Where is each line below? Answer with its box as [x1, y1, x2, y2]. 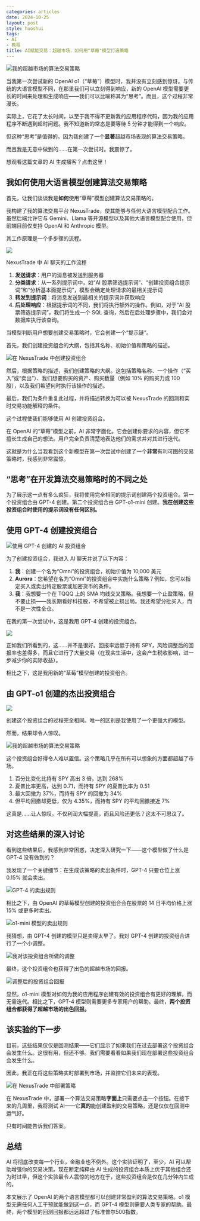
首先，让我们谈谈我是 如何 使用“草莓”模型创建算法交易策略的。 [6, 194, 157, 201]
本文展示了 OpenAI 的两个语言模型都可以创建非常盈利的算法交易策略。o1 [6, 1194, 184, 1201]
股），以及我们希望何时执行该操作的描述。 [6, 382, 108, 389]
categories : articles [6, 8, 60, 15]
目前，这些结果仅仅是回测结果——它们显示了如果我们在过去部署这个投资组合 [6, 1041, 194, 1049]
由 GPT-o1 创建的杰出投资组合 [6, 688, 116, 699]
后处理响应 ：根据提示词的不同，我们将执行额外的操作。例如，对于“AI [14, 301, 185, 308]
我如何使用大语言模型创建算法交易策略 [6, 178, 147, 188]
